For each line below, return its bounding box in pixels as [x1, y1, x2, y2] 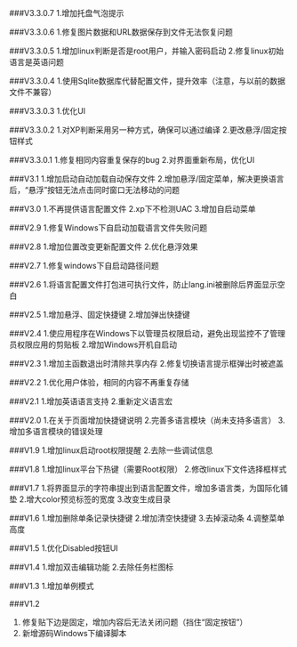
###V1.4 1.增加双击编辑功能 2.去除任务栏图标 [9, 562, 174, 572]
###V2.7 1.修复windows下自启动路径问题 [9, 261, 159, 271]
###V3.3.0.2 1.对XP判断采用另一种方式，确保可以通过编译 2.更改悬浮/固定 [9, 125, 280, 135]
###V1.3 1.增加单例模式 [9, 581, 94, 591]
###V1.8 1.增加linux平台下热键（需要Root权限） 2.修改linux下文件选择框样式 [9, 464, 287, 474]
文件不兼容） [9, 87, 56, 97]
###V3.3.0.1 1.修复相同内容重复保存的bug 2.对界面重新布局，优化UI [9, 155, 255, 165]
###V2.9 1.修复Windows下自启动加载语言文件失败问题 [9, 222, 208, 233]
